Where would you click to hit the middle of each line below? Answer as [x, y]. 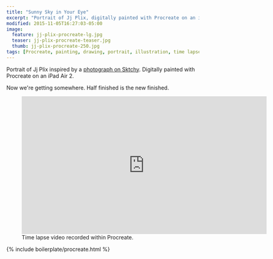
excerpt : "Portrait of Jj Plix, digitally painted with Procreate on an [101, 18]
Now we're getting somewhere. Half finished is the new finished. [88, 88]
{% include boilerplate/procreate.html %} [58, 249]
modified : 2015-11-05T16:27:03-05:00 [54, 23]
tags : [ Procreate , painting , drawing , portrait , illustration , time [95, 52]
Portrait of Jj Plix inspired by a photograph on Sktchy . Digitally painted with [101, 69]
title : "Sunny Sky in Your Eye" [47, 12]
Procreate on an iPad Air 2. [40, 76]
